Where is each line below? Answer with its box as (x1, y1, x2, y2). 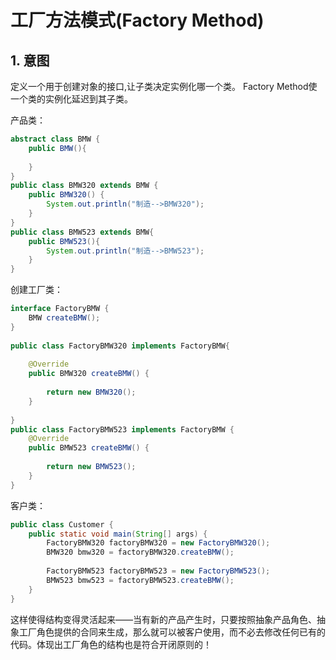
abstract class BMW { (10, 134, 101, 144)
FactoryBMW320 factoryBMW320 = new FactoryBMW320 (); (46, 538, 271, 548)
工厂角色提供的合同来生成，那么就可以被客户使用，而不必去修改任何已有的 (18, 626, 326, 638)
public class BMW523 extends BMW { (10, 227, 155, 237)
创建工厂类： (10, 284, 63, 296)
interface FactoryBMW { (10, 304, 110, 314)
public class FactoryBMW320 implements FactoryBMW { (10, 341, 230, 351)
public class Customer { (10, 519, 114, 530)
